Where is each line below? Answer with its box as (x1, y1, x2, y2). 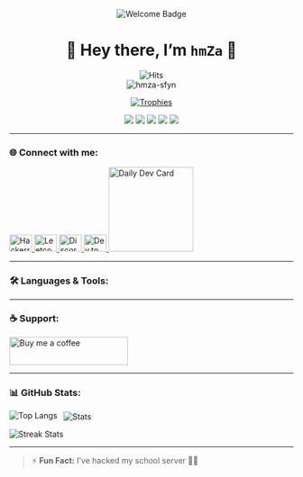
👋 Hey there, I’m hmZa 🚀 (66, 40, 237, 60)
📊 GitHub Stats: (9, 386, 81, 399)
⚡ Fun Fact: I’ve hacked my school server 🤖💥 (31, 454, 198, 465)
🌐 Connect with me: (9, 146, 99, 158)
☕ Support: (9, 312, 60, 325)
